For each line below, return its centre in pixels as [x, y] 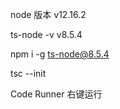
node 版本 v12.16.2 [48, 14]
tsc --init [28, 73]
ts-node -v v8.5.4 [46, 34]
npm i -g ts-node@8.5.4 [60, 54]
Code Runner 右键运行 [56, 94]
